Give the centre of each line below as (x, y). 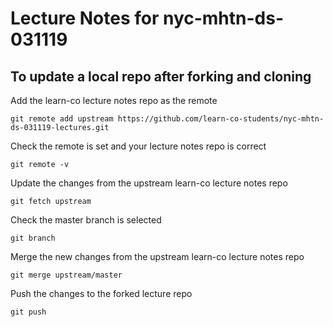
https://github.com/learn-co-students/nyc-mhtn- (221, 119)
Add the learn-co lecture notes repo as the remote (114, 100)
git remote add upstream (62, 119)
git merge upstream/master (66, 275)
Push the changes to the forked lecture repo (101, 293)
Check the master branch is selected (86, 220)
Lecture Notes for (85, 18)
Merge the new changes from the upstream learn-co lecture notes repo (157, 256)
